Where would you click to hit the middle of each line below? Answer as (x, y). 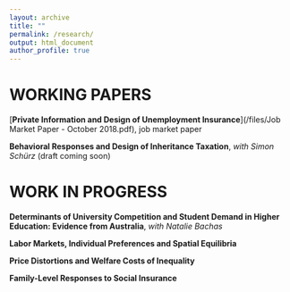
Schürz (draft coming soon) (60, 156)
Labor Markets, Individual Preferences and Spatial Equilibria (123, 243)
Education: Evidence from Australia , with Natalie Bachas (116, 226)
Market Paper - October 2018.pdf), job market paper (106, 129)
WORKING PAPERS (81, 95)
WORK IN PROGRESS (89, 192)
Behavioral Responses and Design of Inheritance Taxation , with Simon (142, 146)
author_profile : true (50, 51)
